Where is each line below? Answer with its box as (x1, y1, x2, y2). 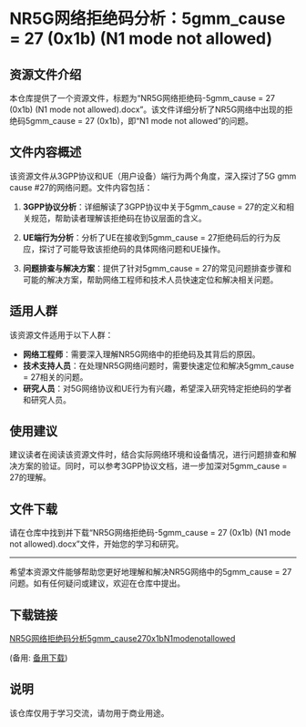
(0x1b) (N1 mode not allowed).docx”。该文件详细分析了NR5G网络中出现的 (9, 104, 285, 115)
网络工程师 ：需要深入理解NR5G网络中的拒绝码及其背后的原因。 (22, 348, 261, 360)
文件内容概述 (9, 145, 82, 160)
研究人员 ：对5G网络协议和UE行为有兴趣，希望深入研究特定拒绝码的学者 (22, 383, 292, 394)
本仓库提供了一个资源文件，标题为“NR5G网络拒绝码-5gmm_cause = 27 (9, 93, 276, 103)
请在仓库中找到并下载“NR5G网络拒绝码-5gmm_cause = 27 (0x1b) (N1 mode (9, 527, 291, 538)
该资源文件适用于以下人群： (9, 329, 114, 340)
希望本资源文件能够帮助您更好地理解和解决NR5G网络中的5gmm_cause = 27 (9, 567, 292, 578)
